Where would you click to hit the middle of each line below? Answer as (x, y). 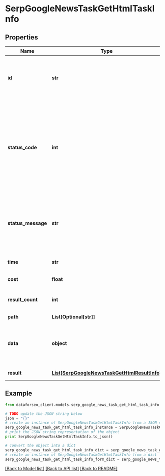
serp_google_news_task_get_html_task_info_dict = (57, 450)
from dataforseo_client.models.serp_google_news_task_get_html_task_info (82, 405)
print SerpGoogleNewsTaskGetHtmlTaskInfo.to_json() (59, 437)
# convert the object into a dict (41, 445)
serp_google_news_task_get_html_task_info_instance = (61, 427)
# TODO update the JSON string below (44, 414)
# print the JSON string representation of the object (62, 432)
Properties (22, 37)
